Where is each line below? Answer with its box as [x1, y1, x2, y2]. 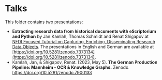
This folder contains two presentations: [5, 19, 83, 25]
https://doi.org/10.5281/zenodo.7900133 [12, 69, 92, 75]
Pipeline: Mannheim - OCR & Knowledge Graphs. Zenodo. [12, 64, 130, 70]
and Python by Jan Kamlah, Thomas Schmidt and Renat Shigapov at [12, 33, 149, 39]
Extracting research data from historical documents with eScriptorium [12, 28, 156, 34]
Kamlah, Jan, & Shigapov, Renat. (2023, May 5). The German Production [12, 59, 158, 65]
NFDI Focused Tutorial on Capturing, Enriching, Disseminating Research [12, 38, 156, 44]
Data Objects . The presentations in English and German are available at [12, 44, 154, 49]
